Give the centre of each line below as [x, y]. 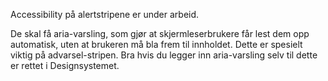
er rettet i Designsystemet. [65, 65]
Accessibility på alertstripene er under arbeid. [105, 14]
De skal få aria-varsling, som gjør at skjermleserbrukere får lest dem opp [160, 33]
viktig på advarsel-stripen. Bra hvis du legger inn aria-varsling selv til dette [164, 55]
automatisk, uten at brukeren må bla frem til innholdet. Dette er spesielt [156, 44]
